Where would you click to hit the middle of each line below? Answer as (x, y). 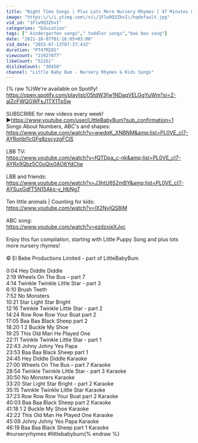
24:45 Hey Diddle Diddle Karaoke (47, 359)
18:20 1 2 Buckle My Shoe (37, 327)
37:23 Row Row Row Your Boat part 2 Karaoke (62, 396)
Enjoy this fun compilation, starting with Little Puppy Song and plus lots (92, 239)
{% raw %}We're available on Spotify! (52, 89)
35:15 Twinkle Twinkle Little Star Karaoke (56, 390)
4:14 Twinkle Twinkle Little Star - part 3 (54, 284)
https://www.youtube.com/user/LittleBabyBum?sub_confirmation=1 (92, 120)
